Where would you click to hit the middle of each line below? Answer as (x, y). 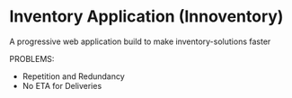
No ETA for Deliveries (62, 85)
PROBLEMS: (32, 58)
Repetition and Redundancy (74, 76)
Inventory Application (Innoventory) (146, 17)
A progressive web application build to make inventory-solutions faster (140, 41)
